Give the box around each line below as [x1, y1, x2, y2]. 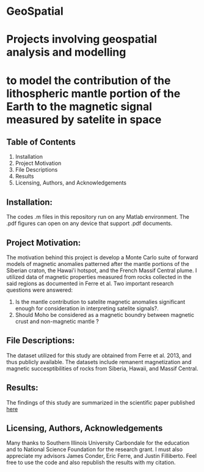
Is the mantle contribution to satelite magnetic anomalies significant [15, 299, 186, 305]
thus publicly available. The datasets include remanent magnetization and [6, 358, 192, 365]
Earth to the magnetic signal [6, 99, 153, 113]
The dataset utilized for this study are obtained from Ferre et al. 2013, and [6, 351, 192, 359]
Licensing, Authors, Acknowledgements [6, 423, 163, 433]
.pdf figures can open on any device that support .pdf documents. [6, 219, 173, 227]
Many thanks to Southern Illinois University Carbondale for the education [6, 440, 190, 447]
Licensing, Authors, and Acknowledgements [15, 179, 127, 186]
